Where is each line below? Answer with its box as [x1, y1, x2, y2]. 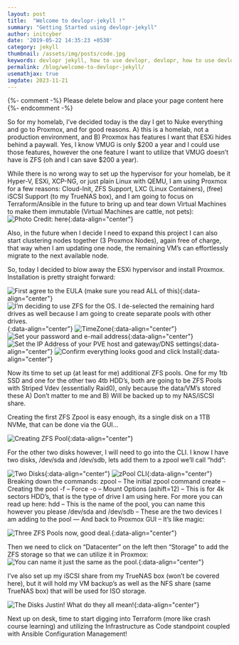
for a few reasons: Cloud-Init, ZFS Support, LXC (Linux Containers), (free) [7, 185, 223, 193]
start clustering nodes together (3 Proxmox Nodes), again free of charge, [7, 236, 222, 245]
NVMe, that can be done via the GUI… [7, 420, 119, 429]
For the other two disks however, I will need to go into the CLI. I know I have [7, 448, 229, 457]
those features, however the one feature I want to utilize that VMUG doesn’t [7, 148, 229, 157]
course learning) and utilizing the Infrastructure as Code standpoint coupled [7, 622, 230, 631]
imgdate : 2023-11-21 [7, 76, 69, 84]
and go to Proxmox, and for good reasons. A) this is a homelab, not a [7, 126, 209, 134]
